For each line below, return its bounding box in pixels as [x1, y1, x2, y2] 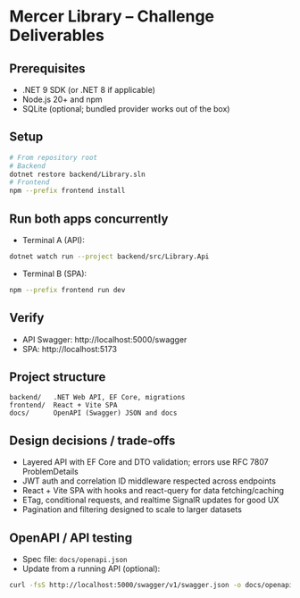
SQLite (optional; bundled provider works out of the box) [21, 104, 230, 114]
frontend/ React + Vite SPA [9, 400, 118, 410]
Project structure [9, 369, 106, 384]
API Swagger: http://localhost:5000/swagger [21, 333, 187, 345]
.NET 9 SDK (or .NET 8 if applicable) [21, 85, 156, 95]
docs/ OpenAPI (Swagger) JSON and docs [9, 408, 178, 417]
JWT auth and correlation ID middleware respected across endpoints [21, 476, 277, 486]
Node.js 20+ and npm [21, 94, 103, 105]
